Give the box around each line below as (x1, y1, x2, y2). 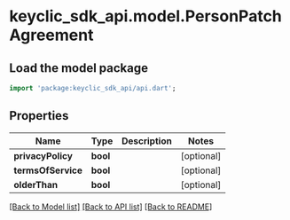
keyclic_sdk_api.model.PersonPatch (9, 6, 282, 27)
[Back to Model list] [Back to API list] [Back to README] (9, 201, 213, 212)
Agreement (9, 25, 94, 45)
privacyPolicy (13, 149, 74, 161)
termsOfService (13, 164, 82, 177)
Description (121, 135, 173, 147)
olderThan (13, 178, 59, 191)
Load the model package (9, 60, 149, 75)
